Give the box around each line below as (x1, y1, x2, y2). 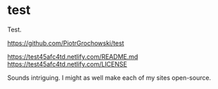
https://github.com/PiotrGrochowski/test (7, 39, 124, 47)
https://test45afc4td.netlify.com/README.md (7, 52, 139, 61)
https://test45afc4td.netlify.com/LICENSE (7, 60, 128, 68)
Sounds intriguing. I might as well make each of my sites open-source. (7, 73, 212, 82)
